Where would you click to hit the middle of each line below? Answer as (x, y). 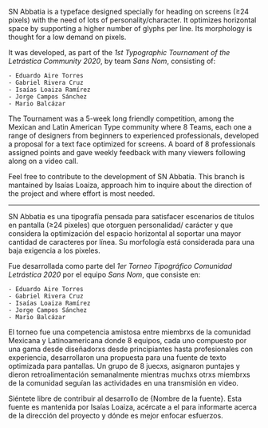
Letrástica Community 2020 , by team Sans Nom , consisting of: (112, 61)
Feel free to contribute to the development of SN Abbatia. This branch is (127, 176)
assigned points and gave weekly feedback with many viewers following (127, 152)
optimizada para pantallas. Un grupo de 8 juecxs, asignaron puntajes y (124, 366)
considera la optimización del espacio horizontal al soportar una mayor (125, 234)
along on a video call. (43, 161)
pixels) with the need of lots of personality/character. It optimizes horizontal (132, 20)
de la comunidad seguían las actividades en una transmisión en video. (124, 383)
